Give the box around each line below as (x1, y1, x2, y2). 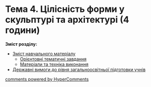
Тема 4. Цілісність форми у (5, 3, 125, 15)
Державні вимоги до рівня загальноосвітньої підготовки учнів (12, 66, 146, 73)
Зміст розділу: (5, 41, 37, 47)
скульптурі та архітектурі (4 (5, 14, 129, 25)
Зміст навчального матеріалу (12, 51, 76, 57)
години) (5, 25, 40, 36)
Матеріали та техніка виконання (19, 61, 88, 67)
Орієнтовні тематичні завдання (19, 56, 86, 62)
